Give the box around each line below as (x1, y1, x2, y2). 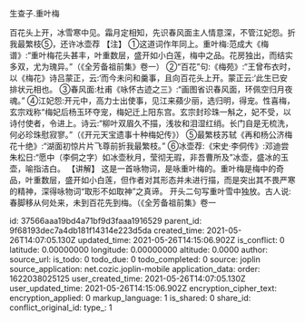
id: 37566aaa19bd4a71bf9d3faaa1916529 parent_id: (9, 216, 202, 226)
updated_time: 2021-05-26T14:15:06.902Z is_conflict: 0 (77, 235, 285, 245)
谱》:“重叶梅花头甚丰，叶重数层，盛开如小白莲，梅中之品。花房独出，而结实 (9, 50, 293, 61)
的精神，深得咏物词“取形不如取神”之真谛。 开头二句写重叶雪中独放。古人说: (9, 186, 292, 197)
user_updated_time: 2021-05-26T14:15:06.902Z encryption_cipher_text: (9, 283, 277, 293)
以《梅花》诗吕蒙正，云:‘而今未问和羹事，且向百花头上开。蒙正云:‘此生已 (9, 73, 280, 83)
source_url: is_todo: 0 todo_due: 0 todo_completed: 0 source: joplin (9, 254, 261, 265)
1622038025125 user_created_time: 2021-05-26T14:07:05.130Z (9, 273, 247, 284)
